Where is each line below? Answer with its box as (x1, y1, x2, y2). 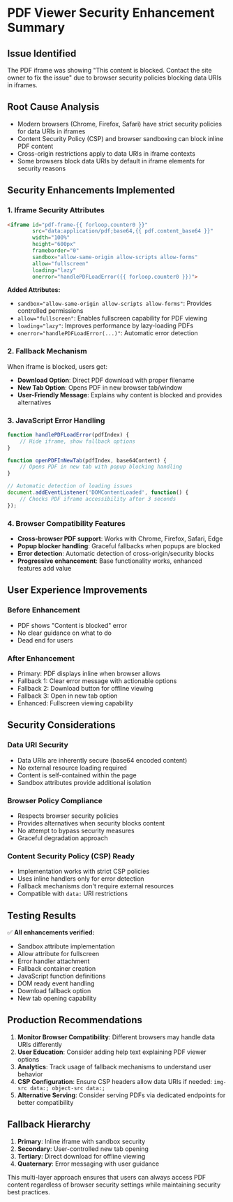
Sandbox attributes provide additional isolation (17, 778, 151, 786)
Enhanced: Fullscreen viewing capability (17, 699, 134, 707)
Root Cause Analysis (7, 101, 100, 113)
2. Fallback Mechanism (7, 346, 87, 356)
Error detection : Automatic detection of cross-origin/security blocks (17, 550, 215, 558)
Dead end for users (17, 636, 73, 644)
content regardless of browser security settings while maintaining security (7, 1180, 221, 1189)
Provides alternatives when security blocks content (17, 819, 165, 827)
